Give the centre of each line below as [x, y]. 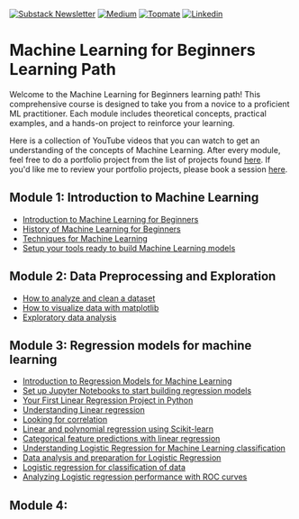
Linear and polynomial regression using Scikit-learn [118, 429]
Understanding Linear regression [84, 410]
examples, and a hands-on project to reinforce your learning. [122, 123]
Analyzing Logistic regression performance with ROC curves [135, 477]
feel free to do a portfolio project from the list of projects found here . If [140, 159]
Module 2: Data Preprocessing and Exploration [143, 276]
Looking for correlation [65, 420]
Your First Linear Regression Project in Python [108, 400]
